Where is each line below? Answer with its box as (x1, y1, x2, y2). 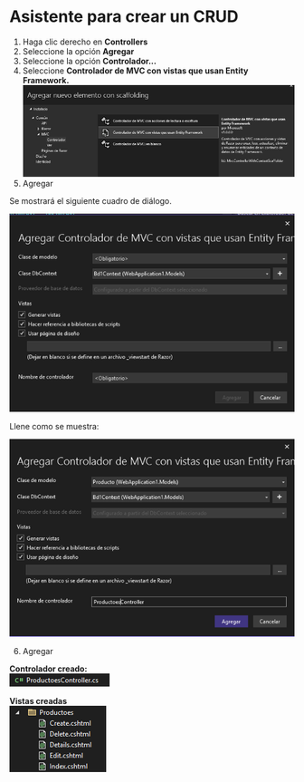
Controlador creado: (9, 663, 88, 674)
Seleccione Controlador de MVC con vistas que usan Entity (22, 65, 249, 76)
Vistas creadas (9, 695, 68, 706)
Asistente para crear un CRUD (9, 6, 239, 27)
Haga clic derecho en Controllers (22, 36, 148, 47)
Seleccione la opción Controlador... (22, 55, 157, 66)
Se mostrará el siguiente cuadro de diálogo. (9, 195, 172, 206)
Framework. (22, 74, 70, 85)
